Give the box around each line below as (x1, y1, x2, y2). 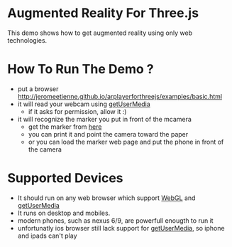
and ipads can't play (17, 231, 77, 240)
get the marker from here (28, 122, 102, 131)
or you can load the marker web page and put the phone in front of (28, 137, 224, 146)
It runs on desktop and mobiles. (17, 209, 111, 217)
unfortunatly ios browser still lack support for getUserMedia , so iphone (17, 224, 225, 232)
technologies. (7, 36, 48, 44)
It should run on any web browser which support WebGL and (17, 194, 196, 202)
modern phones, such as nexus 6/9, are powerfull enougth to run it (17, 216, 214, 225)
